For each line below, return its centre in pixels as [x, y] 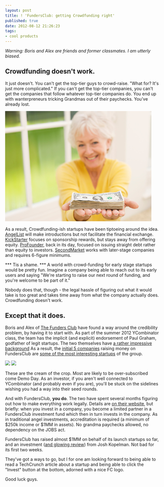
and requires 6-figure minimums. [38, 255]
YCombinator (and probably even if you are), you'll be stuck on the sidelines [82, 383]
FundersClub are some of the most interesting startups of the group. [74, 353]
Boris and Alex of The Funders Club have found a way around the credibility [82, 327]
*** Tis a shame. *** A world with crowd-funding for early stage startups [79, 265]
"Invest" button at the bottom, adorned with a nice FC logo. [65, 469]
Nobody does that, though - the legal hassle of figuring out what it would [79, 290]
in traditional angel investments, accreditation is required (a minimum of [77, 419]
